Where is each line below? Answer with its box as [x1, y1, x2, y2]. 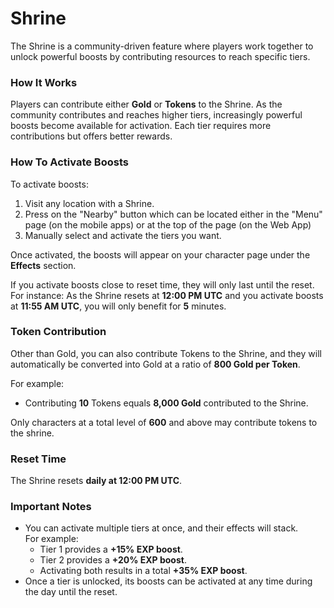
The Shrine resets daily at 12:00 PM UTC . [10, 475, 183, 487]
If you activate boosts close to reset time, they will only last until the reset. [10, 278, 315, 291]
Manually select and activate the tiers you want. [24, 229, 222, 241]
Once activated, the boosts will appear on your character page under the [10, 248, 311, 261]
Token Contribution [10, 325, 107, 339]
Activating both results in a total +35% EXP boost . [39, 565, 248, 577]
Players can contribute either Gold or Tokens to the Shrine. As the [10, 98, 283, 111]
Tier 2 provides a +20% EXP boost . [39, 554, 187, 566]
